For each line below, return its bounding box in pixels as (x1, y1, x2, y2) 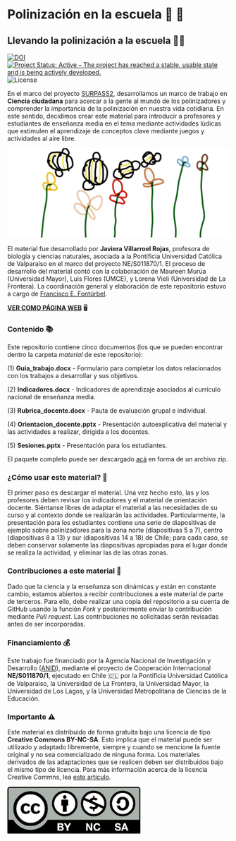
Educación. (7, 694, 40, 703)
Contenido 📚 (7, 324, 54, 334)
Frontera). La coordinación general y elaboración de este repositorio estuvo (7, 282, 227, 290)
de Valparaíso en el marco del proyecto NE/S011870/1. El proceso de (7, 259, 206, 267)
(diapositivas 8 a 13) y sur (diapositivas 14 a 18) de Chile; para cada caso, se (7, 533, 228, 542)
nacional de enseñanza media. (7, 393, 97, 401)
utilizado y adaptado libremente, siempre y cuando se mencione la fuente (7, 743, 221, 751)
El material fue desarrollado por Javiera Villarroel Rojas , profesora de (7, 244, 210, 253)
